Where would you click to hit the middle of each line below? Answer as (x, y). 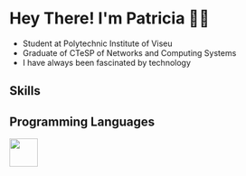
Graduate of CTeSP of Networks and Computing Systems (129, 52)
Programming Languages (82, 121)
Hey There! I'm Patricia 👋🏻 (109, 19)
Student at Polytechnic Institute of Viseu (97, 43)
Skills (25, 91)
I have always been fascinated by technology (107, 62)
